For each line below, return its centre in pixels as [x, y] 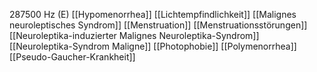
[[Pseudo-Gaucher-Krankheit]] [72, 57]
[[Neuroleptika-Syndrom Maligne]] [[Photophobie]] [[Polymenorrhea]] [153, 46]
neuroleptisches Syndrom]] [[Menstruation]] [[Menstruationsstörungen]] [158, 25]
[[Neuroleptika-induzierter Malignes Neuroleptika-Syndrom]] [134, 35]
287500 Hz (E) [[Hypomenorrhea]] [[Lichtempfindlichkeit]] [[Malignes [153, 14]
